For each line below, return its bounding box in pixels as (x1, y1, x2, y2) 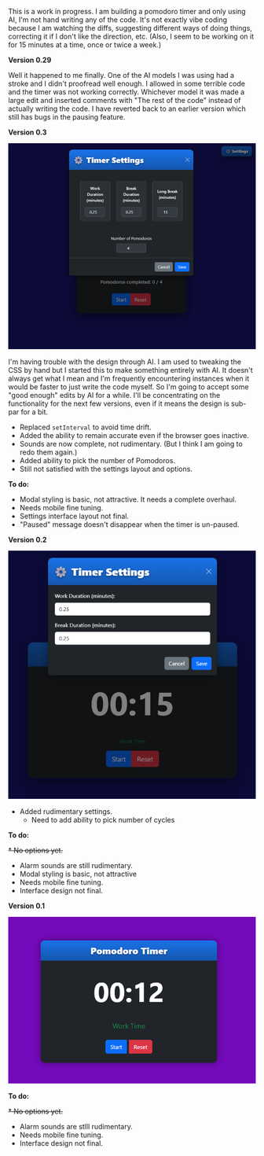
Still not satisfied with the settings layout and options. (19, 464, 192, 473)
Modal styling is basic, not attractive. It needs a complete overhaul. (19, 495, 237, 504)
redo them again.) (19, 447, 78, 457)
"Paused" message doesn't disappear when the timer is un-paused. (19, 519, 240, 529)
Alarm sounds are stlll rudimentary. (19, 1122, 134, 1132)
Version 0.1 (8, 901, 46, 911)
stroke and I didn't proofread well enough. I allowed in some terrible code (8, 79, 246, 88)
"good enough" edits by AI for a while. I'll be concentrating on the (8, 390, 221, 399)
